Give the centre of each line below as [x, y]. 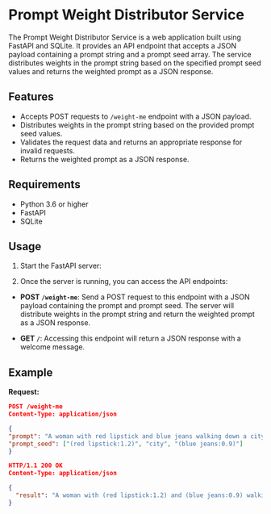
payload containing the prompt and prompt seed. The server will [127, 306]
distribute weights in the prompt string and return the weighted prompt [138, 314]
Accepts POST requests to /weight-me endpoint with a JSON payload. [135, 116]
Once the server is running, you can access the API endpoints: [124, 282]
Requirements [44, 184]
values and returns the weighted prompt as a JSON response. [111, 71]
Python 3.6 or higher [54, 204]
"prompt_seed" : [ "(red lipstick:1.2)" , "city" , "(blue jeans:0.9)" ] [126, 444]
